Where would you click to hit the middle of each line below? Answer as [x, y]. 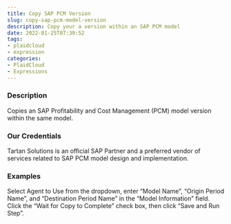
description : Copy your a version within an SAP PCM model [94, 26]
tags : [15, 39]
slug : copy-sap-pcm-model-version [57, 20]
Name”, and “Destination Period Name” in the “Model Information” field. [109, 198]
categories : [24, 59]
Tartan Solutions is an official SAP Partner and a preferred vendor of [104, 151]
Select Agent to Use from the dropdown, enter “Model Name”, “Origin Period [116, 192]
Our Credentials [34, 136]
